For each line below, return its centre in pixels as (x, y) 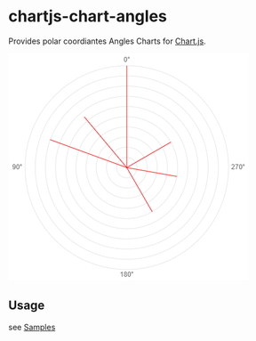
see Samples (32, 327)
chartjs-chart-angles (88, 16)
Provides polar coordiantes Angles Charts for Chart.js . (107, 41)
